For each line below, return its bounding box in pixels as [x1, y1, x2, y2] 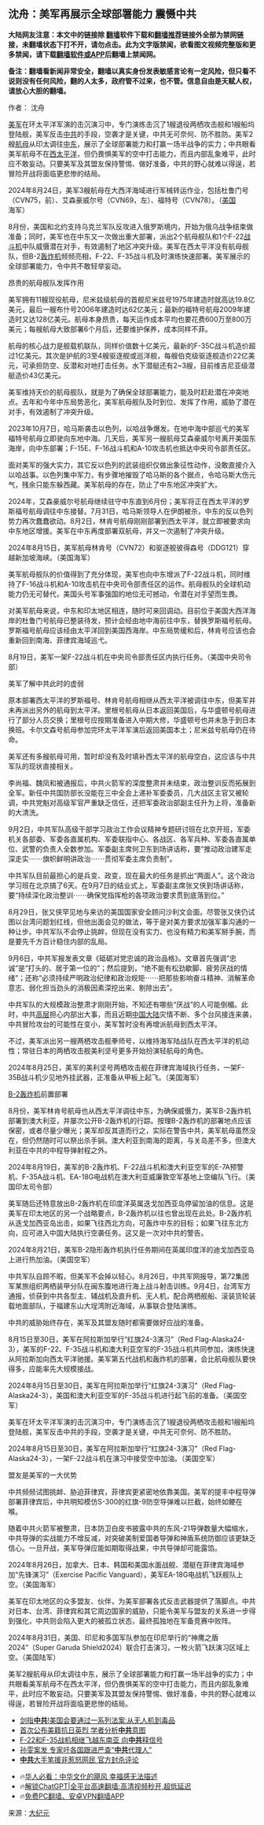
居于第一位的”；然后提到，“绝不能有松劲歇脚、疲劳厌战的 [55, 963, 241, 973]
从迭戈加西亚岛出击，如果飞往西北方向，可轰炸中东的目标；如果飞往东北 [8, 1218, 242, 1227]
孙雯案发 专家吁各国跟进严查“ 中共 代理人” [19, 1745, 152, 1754]
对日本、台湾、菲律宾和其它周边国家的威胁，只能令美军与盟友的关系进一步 [8, 1606, 249, 1615]
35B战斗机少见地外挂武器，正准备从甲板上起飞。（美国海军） [8, 1072, 204, 1081]
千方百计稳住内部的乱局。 [28, 937, 112, 946]
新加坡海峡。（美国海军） [14, 552, 94, 562]
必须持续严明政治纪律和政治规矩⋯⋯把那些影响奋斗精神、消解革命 [42, 973, 255, 982]
